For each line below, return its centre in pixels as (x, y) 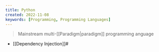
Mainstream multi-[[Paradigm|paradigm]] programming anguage (86, 34)
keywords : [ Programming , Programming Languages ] (58, 19)
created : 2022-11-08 (27, 15)
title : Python (20, 10)
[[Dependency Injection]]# (41, 44)
